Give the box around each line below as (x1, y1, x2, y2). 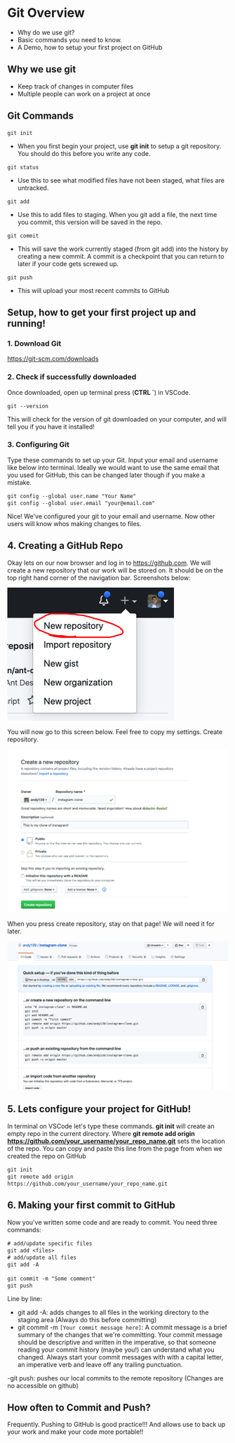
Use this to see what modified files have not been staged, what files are (17, 176, 224, 184)
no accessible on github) (7, 1381, 79, 1390)
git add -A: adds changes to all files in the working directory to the (17, 1308, 209, 1317)
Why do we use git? (17, 28, 75, 37)
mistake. (7, 478, 32, 486)
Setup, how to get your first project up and (7, 306, 196, 318)
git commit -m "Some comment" (7, 1275, 96, 1282)
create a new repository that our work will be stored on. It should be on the (7, 566, 223, 574)
